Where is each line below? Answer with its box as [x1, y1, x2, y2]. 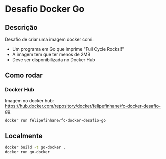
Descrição [5, 23, 38, 32]
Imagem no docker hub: [5, 97, 54, 103]
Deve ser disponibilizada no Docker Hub [12, 57, 96, 63]
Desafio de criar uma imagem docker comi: [5, 36, 94, 42]
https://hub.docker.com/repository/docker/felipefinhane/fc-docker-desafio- [5, 103, 161, 109]
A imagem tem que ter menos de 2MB [12, 51, 91, 57]
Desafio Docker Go [5, 3, 85, 15]
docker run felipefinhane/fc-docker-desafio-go [5, 118, 106, 123]
